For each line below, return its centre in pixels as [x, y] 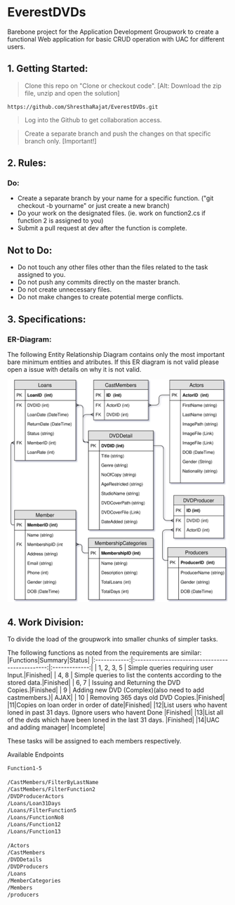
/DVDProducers [28, 867]
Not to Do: [30, 250]
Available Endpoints [36, 755]
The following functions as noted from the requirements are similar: [105, 653]
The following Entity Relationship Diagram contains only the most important [116, 354]
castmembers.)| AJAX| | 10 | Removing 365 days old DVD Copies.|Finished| [116, 698]
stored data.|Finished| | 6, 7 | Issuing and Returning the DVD [94, 683]
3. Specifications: [47, 319]
